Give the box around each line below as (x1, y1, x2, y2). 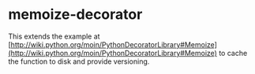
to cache (218, 48, 248, 57)
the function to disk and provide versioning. (8, 57, 150, 66)
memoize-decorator (8, 6, 143, 24)
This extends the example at (8, 31, 100, 41)
